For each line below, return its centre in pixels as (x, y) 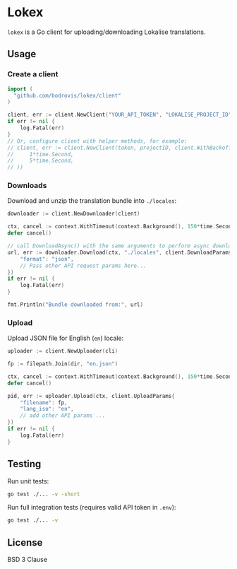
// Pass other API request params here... (83, 266)
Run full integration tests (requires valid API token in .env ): (92, 508)
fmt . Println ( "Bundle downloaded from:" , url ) (75, 305)
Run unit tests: (28, 481)
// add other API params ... (63, 416)
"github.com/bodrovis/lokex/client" (67, 95)
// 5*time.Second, (41, 161)
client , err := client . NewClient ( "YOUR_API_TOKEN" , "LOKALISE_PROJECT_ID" (120, 115)
